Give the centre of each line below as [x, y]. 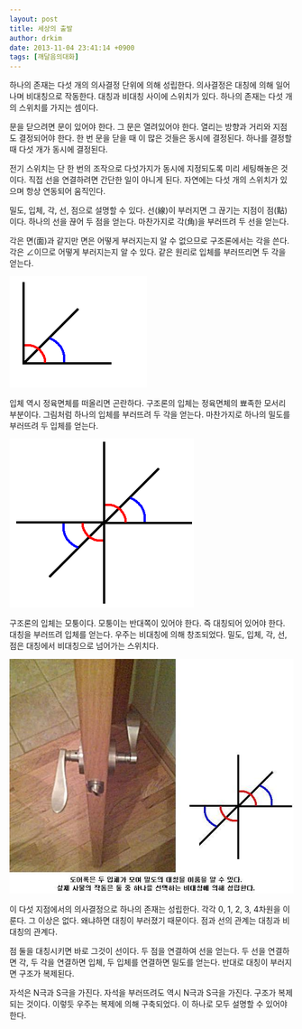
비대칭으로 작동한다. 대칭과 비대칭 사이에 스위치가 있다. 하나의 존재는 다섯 [155, 97]
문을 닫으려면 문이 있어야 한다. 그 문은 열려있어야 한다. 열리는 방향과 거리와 [140, 127]
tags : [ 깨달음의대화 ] [44, 57]
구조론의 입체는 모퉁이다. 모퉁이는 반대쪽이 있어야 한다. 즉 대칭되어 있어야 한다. [147, 624]
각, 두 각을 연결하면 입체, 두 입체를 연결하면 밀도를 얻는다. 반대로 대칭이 [143, 962]
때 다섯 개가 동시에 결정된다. [59, 150]
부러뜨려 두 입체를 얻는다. [54, 426]
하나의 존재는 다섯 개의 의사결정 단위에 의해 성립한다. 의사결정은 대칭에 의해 [142, 85]
